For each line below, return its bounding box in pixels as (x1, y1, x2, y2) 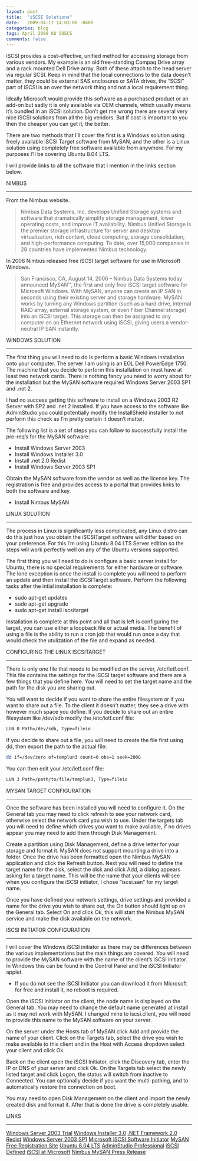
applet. (6, 968, 24, 975)
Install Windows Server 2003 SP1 (14, 463, 95, 470)
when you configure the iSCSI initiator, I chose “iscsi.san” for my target (6, 878, 178, 885)
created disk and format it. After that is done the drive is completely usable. (6, 1101, 189, 1108)
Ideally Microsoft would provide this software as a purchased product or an (6, 95, 189, 102)
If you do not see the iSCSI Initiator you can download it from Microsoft (14, 980, 187, 987)
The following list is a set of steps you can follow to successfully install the (6, 427, 187, 434)
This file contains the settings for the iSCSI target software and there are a (6, 672, 187, 678)
